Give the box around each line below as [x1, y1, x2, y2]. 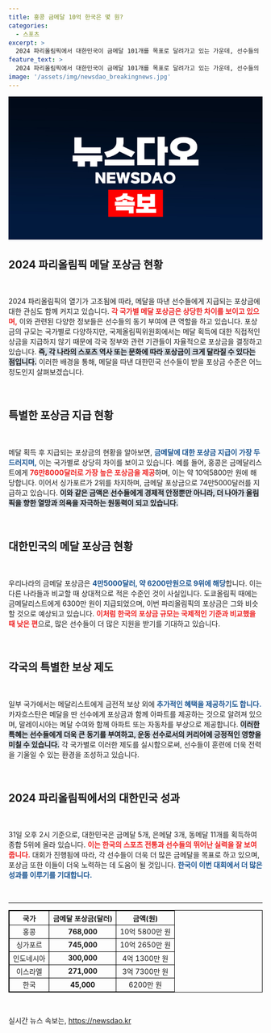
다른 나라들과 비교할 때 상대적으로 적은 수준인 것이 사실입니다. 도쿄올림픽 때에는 [8, 588, 258, 598]
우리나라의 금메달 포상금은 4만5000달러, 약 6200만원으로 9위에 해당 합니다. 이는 [8, 578, 263, 588]
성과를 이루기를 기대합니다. [8, 870, 93, 880]
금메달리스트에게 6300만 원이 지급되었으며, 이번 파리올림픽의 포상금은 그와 [8, 599, 244, 608]
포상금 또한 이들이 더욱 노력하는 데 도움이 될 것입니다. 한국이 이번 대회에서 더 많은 [8, 860, 263, 870]
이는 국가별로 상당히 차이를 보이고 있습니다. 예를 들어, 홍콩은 [39, 457, 228, 467]
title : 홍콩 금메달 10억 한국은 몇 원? [8, 13, 123, 21]
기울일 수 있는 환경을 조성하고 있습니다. [16, 749, 140, 760]
